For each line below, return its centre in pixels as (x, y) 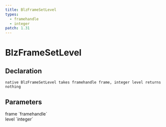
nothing (13, 87)
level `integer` (19, 119)
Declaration (24, 71)
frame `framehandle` (26, 114)
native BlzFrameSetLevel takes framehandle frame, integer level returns (83, 82)
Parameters (24, 102)
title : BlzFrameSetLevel (31, 10)
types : (12, 14)
